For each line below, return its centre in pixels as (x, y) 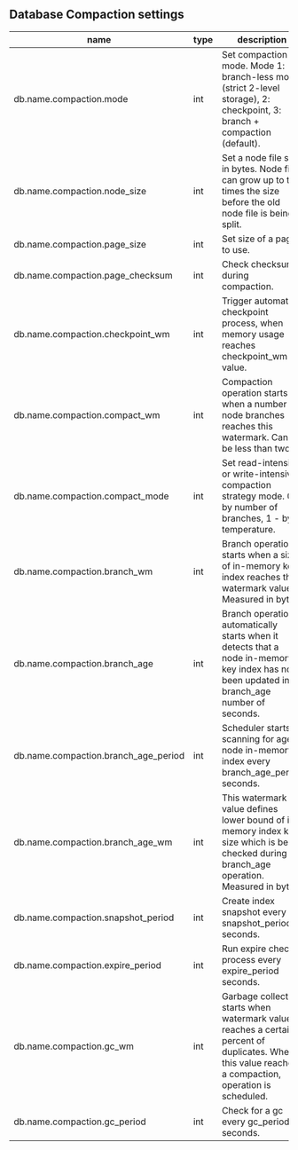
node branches (253, 414)
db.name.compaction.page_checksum (93, 275)
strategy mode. (253, 496)
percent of (243, 1040)
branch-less (247, 76)
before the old (251, 201)
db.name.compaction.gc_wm (74, 1046)
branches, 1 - (251, 518)
